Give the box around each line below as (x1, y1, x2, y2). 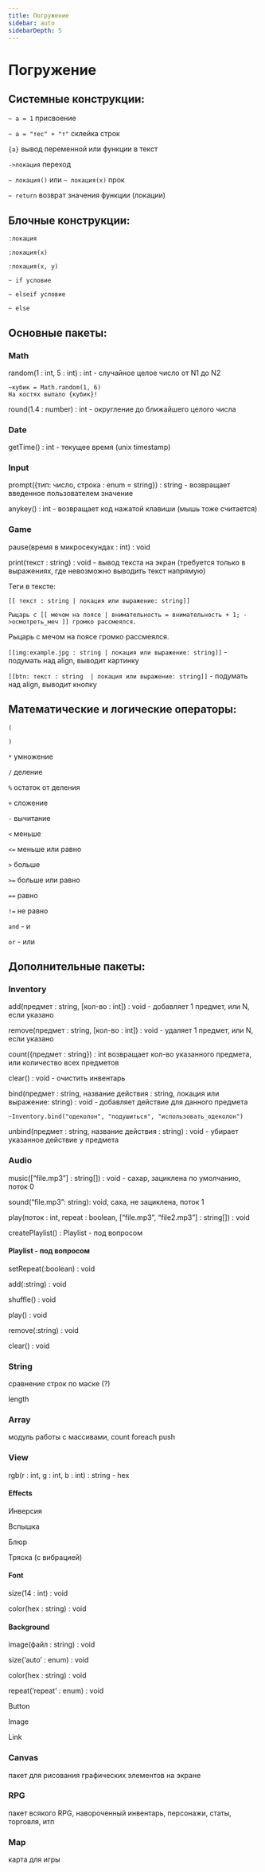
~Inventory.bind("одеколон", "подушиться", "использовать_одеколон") (8, 1112, 244, 1121)
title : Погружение (8, 11, 69, 20)
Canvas (8, 1753, 38, 1764)
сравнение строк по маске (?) (8, 1379, 111, 1389)
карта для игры (8, 1854, 61, 1864)
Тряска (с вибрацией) (8, 1552, 83, 1561)
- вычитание (8, 813, 51, 823)
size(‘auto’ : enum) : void (8, 1655, 89, 1665)
